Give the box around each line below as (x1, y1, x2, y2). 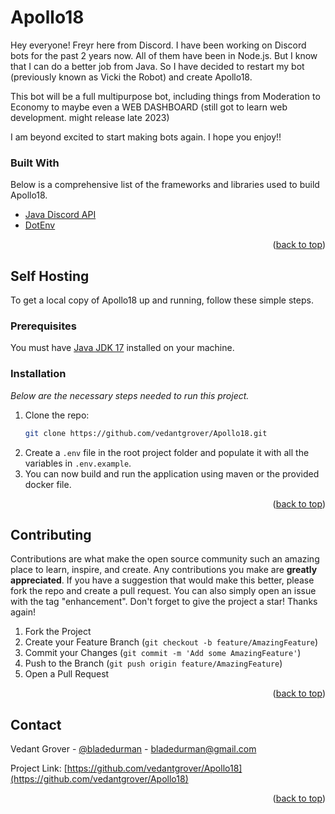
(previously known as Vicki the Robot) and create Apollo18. (10, 71, 253, 83)
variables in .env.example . (24, 457, 132, 469)
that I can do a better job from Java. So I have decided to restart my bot (10, 60, 305, 72)
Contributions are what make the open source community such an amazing (10, 553, 320, 565)
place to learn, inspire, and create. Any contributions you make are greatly (10, 564, 318, 576)
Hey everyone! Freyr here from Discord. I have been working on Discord (10, 39, 307, 51)
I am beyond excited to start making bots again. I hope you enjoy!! (10, 131, 282, 143)
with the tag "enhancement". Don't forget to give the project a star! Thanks (10, 596, 318, 608)
